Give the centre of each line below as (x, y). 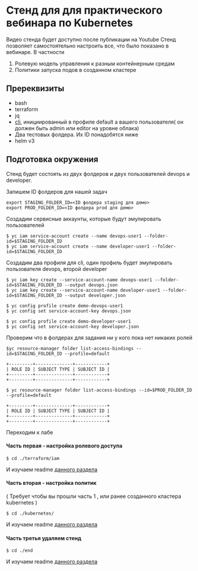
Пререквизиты (35, 89)
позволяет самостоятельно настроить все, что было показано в (87, 46)
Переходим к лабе (30, 432)
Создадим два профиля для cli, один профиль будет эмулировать (90, 263)
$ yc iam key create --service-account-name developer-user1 (83, 290)
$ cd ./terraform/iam (33, 458)
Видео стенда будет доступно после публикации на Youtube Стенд (91, 39)
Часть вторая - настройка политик (51, 483)
